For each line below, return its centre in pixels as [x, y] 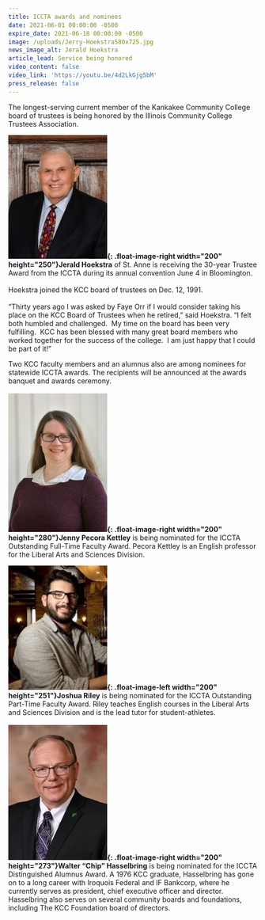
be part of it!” [30, 348]
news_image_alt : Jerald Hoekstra [63, 50]
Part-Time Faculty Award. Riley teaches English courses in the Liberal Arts [129, 704]
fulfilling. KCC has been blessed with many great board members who [123, 332]
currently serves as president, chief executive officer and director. [116, 891]
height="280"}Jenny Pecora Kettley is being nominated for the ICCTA [125, 538]
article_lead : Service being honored [70, 59]
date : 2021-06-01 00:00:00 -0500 [63, 25]
